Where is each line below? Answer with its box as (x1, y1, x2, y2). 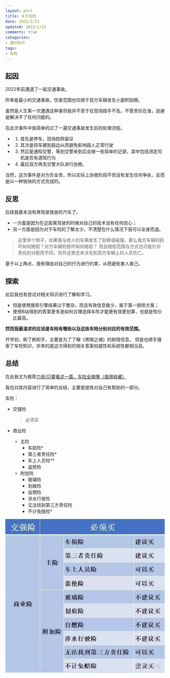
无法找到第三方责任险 (27, 502, 72, 508)
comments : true (5, 29, 37, 35)
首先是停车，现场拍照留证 (20, 136, 74, 142)
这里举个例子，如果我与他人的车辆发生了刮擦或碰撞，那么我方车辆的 (17, 237, 160, 243)
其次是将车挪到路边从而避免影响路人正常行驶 (20, 142, 114, 148)
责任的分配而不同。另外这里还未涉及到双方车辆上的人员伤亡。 (17, 250, 147, 256)
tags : (5, 46, 17, 51)
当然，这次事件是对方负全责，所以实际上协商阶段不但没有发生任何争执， (5, 172, 156, 178)
